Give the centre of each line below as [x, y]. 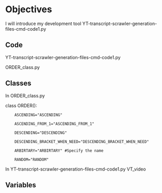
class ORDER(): [21, 105]
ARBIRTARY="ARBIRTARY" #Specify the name [59, 151]
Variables [21, 185]
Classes [18, 83]
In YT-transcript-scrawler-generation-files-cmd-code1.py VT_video [76, 169]
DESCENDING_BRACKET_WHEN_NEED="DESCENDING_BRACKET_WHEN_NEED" [82, 141]
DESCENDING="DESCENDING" [41, 133]
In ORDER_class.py [25, 95]
